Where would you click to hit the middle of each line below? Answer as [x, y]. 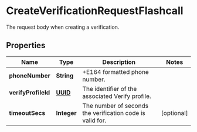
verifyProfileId [30, 92]
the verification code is [114, 113]
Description [119, 62]
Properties [26, 45]
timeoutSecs [27, 113]
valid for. [94, 120]
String [65, 76]
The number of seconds [115, 106]
